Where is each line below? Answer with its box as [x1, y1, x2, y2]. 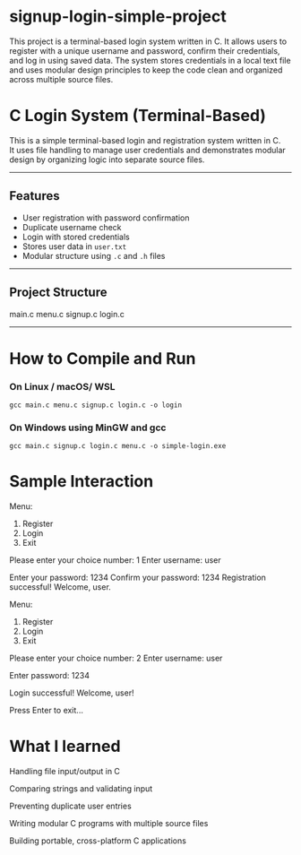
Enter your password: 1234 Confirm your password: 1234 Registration [9, 572, 267, 583]
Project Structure [9, 285, 107, 300]
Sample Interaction [9, 471, 154, 492]
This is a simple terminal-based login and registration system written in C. [9, 134, 281, 145]
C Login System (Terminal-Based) [9, 106, 267, 126]
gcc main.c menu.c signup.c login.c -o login [9, 401, 182, 410]
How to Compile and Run [9, 348, 196, 368]
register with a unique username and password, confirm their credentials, [9, 45, 280, 56]
